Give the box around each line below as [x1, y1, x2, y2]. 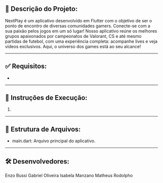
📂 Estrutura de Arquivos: [5, 125, 81, 133]
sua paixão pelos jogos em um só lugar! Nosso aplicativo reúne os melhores [5, 28, 157, 34]
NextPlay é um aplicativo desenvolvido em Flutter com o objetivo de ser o [5, 17, 152, 23]
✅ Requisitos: [5, 62, 47, 70]
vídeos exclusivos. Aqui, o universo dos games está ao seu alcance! [5, 43, 141, 49]
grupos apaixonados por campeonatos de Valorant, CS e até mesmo [5, 33, 142, 39]
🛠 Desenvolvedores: [5, 157, 69, 166]
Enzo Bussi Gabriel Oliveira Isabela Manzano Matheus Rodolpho [5, 173, 133, 179]
